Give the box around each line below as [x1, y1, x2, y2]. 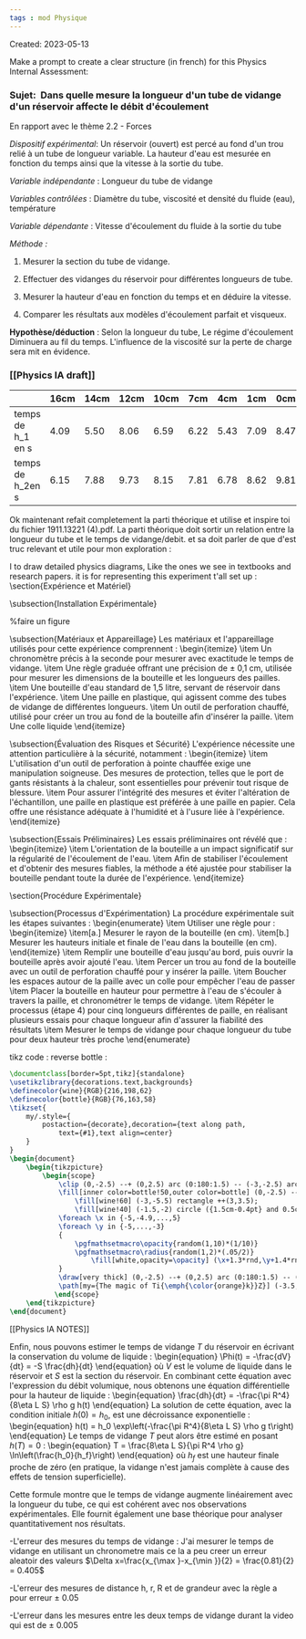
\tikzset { [9, 1103, 47, 1112]
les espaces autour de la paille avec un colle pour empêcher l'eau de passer [9, 976, 296, 987]
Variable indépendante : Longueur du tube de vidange [9, 175, 213, 186]
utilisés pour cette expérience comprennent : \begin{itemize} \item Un [9, 643, 272, 654]
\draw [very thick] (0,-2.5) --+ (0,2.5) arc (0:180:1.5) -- [57, 1273, 291, 1282]
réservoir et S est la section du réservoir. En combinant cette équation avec [9, 1370, 291, 1381]
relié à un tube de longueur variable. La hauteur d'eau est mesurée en [9, 148, 271, 159]
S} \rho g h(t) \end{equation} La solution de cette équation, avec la [41, 1399, 291, 1410]
